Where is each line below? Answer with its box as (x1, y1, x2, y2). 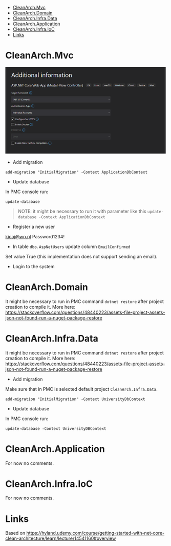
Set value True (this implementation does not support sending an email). (5, 253, 158, 259)
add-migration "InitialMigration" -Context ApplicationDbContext (5, 170, 147, 175)
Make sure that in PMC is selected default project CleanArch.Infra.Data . (5, 386, 158, 392)
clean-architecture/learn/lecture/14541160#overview (5, 535, 116, 541)
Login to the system (12, 263, 55, 269)
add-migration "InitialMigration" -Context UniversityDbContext (5, 397, 145, 402)
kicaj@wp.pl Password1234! (5, 233, 65, 239)
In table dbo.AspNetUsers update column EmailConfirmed (12, 243, 131, 250)
